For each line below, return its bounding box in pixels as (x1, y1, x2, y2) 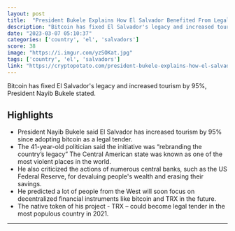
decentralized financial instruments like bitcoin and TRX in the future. (17, 195, 217, 203)
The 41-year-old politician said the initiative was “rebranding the (17, 143, 202, 151)
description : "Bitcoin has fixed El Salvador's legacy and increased (7, 23, 215, 30)
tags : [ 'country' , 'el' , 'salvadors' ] (7, 56, 120, 63)
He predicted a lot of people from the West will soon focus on (17, 187, 195, 196)
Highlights (7, 109, 54, 121)
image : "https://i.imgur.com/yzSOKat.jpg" (7, 50, 133, 57)
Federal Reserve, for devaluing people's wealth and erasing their (17, 172, 204, 181)
